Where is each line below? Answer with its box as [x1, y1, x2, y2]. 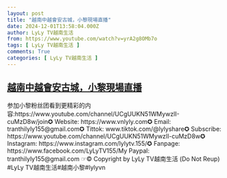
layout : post [7, 10, 44, 17]
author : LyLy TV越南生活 [7, 29, 74, 36]
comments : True [7, 49, 51, 55]
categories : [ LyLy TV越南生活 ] [7, 55, 98, 62]
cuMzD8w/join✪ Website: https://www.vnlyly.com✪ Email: [7, 117, 172, 125]
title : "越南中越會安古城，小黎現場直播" [7, 16, 111, 23]
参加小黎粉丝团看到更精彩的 [7, 101, 85, 110]
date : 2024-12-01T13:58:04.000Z [7, 23, 99, 29]
